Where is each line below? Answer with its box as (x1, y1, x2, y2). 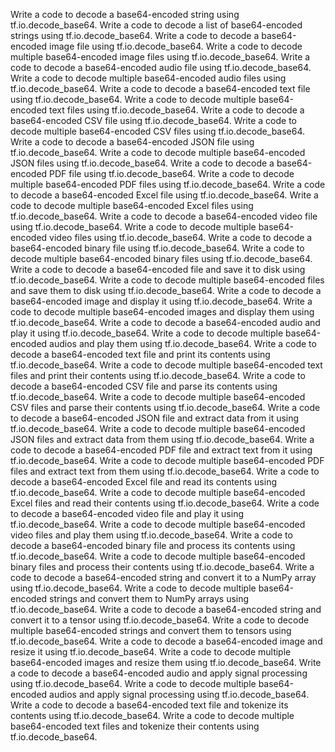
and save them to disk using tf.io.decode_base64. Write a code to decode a (10, 285, 322, 296)
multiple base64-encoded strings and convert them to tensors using (10, 625, 292, 636)
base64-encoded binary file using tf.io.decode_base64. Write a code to (10, 242, 305, 254)
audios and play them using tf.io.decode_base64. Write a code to (49, 338, 317, 349)
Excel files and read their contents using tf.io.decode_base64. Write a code (10, 497, 320, 509)
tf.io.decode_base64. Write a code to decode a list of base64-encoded (10, 19, 303, 31)
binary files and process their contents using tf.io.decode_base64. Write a (10, 561, 315, 573)
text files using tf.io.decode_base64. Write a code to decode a (49, 104, 305, 116)
